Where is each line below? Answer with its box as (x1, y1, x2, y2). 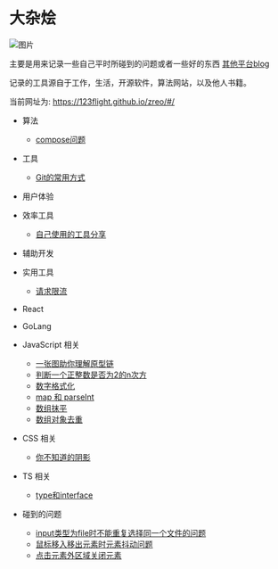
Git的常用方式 (35, 171, 86, 183)
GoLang (21, 320, 52, 331)
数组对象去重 (35, 414, 83, 425)
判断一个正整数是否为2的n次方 (35, 369, 147, 380)
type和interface (35, 490, 94, 500)
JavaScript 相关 (21, 339, 80, 350)
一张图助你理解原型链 (35, 358, 114, 368)
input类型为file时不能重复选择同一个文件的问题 (35, 527, 207, 538)
